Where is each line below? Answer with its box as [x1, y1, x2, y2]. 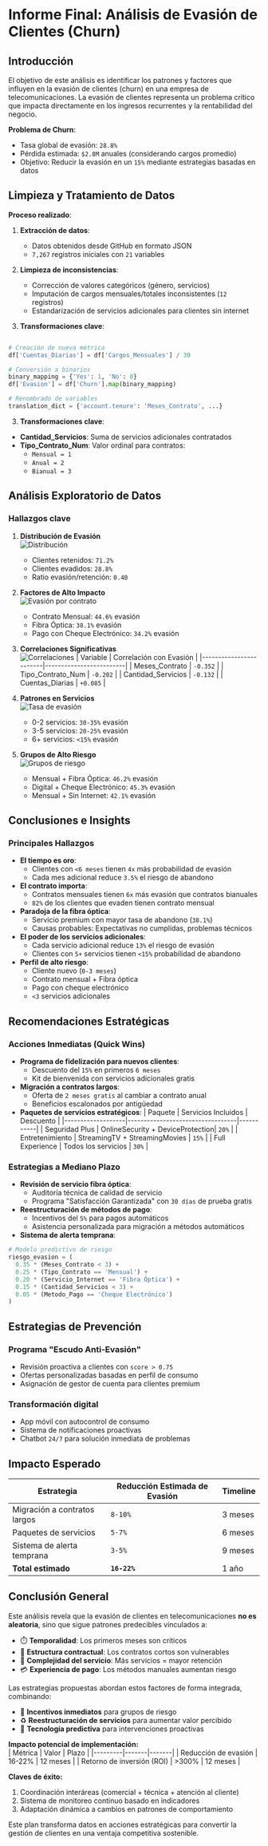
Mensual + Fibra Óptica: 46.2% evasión [31, 773, 158, 783]
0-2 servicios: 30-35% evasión [31, 717, 129, 727]
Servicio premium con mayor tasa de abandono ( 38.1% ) [31, 915, 213, 925]
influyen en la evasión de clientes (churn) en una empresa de [8, 84, 209, 93]
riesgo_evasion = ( [8, 1253, 73, 1262]
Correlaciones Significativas [19, 644, 117, 654]
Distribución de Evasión [19, 531, 101, 540]
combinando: [8, 1691, 52, 1701]
